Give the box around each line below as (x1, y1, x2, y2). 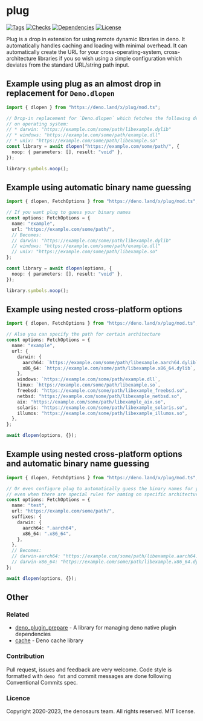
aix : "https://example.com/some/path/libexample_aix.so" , (17, 399, 166, 405)
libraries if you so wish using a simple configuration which (37, 55, 182, 62)
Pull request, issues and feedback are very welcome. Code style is (6, 666, 172, 673)
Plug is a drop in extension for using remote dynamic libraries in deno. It (6, 35, 185, 42)
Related (6, 610, 30, 619)
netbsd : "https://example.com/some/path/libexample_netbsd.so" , (17, 393, 182, 399)
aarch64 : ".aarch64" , (22, 525, 77, 531)
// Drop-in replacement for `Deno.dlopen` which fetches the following (6, 115, 190, 121)
